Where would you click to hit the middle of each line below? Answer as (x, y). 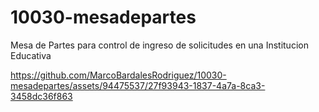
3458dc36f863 (41, 96)
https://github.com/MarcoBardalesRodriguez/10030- (118, 75)
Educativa (31, 55)
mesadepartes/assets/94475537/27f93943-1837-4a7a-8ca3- (138, 85)
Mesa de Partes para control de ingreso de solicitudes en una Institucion (159, 45)
